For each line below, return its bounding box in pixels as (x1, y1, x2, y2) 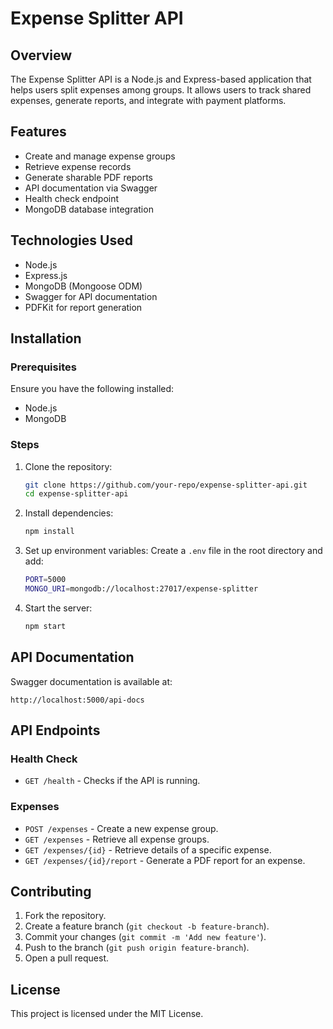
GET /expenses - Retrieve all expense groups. (24, 833, 210, 845)
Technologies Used (10, 232, 133, 249)
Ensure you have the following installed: (10, 383, 175, 395)
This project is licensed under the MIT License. (10, 1008, 204, 1020)
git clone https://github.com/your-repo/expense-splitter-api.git (24, 480, 308, 490)
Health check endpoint (24, 192, 120, 204)
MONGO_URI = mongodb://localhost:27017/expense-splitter (24, 584, 259, 594)
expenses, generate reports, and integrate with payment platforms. (10, 95, 287, 106)
